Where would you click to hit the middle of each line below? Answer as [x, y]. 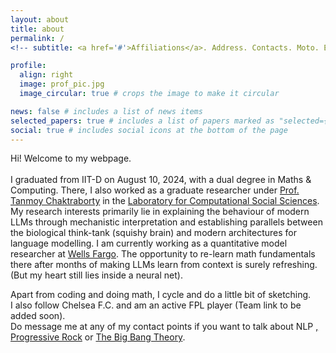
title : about [37, 29]
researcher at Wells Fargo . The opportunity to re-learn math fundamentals [163, 254]
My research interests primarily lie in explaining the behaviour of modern [160, 212]
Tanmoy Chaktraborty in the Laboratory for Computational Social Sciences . [165, 201]
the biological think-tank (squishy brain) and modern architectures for [153, 233]
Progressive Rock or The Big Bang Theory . [98, 337]
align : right [46, 75]
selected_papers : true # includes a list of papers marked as [142, 121]
